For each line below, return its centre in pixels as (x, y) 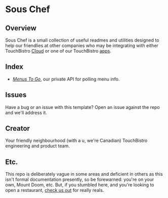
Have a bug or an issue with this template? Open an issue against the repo (83, 107)
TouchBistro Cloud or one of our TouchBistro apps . (58, 51)
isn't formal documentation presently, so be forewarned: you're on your (80, 180)
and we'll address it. (26, 112)
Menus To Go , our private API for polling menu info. (66, 79)
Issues (16, 95)
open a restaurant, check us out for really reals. (55, 190)
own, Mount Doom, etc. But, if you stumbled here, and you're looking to (80, 185)
